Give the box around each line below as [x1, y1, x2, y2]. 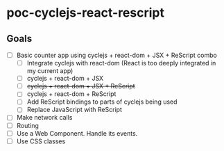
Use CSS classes [16, 137, 66, 145]
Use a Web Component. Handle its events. [16, 129, 138, 137]
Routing [16, 121, 40, 129]
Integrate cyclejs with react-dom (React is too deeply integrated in [26, 59, 216, 67]
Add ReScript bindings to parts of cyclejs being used [26, 97, 178, 106]
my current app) [26, 67, 74, 75]
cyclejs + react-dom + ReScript [26, 90, 117, 98]
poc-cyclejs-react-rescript [6, 5, 164, 21]
